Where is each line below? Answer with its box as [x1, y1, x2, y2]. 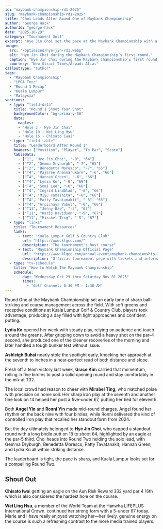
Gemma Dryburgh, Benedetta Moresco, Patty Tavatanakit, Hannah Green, [5, 441, 152, 447]
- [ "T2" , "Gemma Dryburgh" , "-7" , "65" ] [17, 161, 101, 166]
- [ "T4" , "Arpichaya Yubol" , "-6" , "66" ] [17, 202, 103, 207]
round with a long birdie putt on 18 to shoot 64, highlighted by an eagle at [5, 431, 151, 436]
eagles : [17, 120, 34, 125]
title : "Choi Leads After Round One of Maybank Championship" [5, 16, 133, 21]
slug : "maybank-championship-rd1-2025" [5, 12, 86, 17]
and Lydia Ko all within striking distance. [5, 447, 85, 452]
